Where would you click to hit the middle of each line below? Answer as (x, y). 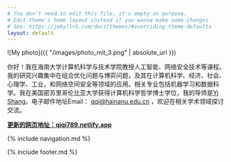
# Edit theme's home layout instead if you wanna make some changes (108, 20)
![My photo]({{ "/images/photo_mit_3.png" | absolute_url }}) (92, 53)
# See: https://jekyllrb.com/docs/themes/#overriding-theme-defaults (110, 26)
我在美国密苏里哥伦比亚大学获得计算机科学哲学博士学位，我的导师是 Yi (119, 93)
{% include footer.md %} (43, 152)
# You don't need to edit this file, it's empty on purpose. (97, 13)
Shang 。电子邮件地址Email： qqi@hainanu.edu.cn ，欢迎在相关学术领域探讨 (115, 102)
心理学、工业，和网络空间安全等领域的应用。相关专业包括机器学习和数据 (110, 84)
